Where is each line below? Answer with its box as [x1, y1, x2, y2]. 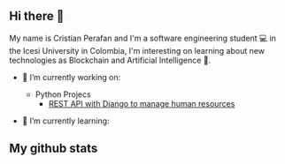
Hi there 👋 [9, 9, 65, 24]
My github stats [9, 141, 98, 156]
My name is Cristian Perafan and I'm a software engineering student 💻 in [9, 33, 277, 43]
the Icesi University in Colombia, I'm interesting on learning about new [9, 45, 266, 56]
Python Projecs [35, 89, 91, 100]
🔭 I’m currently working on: [21, 71, 121, 82]
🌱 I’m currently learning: [21, 116, 110, 126]
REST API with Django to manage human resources [48, 98, 235, 108]
